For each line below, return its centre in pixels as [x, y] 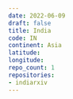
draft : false [30, 23]
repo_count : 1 [32, 68]
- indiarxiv [28, 82]
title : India [30, 30]
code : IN [23, 38]
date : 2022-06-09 [37, 16]
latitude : [25, 53]
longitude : [26, 61]
